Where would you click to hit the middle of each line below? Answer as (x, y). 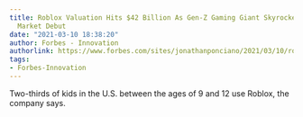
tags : (19, 59)
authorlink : (32, 51)
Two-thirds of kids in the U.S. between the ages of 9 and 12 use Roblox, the (150, 93)
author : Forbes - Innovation (64, 43)
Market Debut (42, 26)
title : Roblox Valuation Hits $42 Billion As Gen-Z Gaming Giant (134, 18)
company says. (37, 103)
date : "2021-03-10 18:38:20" (64, 34)
